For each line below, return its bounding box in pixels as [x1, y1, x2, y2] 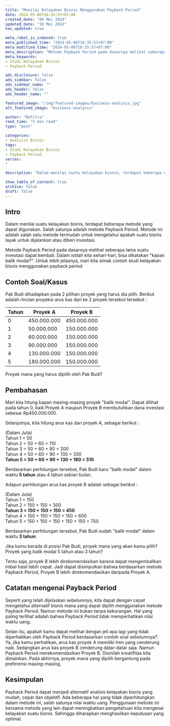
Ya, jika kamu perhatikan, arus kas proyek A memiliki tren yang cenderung [5, 639, 159, 645]
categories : [5, 133, 30, 138]
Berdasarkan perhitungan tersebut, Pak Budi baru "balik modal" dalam [5, 466, 152, 473]
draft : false [5, 189, 33, 194]
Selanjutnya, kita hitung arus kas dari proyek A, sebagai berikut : [5, 420, 139, 426]
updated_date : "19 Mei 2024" [5, 21, 67, 27]
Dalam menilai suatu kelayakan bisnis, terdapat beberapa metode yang [5, 221, 153, 227]
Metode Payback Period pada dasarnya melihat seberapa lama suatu [5, 247, 149, 253]
